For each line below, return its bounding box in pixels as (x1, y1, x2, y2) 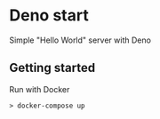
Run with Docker (9, 83, 70, 94)
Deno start (9, 5, 89, 26)
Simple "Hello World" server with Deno (9, 35, 151, 45)
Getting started (9, 60, 96, 75)
